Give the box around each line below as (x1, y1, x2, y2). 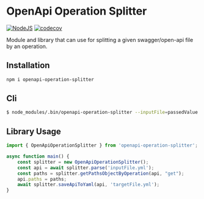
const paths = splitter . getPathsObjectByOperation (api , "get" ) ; (17, 170, 184, 176)
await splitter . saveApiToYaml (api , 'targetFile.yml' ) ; (17, 181, 160, 188)
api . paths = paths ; (17, 176, 67, 182)
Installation (6, 60, 50, 71)
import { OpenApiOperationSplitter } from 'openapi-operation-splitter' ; (6, 142, 199, 148)
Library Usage (6, 126, 61, 136)
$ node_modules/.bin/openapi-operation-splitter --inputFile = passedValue (6, 110, 199, 116)
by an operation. (6, 43, 48, 50)
